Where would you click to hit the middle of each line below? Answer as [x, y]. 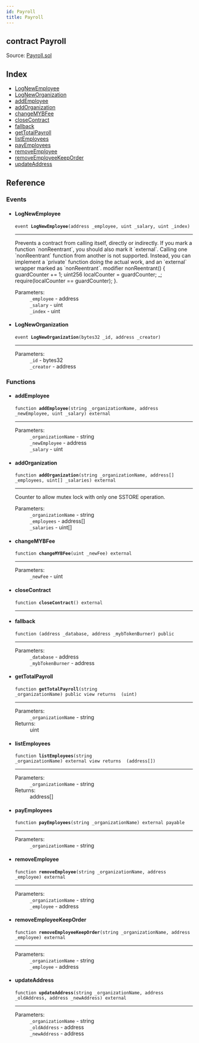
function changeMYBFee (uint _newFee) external [73, 554]
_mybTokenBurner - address [62, 663]
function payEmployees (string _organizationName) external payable [99, 823]
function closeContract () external [59, 603]
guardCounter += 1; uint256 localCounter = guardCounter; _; [88, 274]
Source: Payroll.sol [29, 55]
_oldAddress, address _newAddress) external [70, 998]
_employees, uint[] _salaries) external [65, 481]
